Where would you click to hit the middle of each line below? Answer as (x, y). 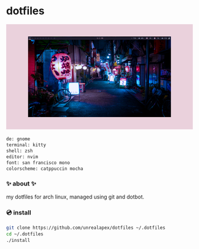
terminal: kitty (26, 145)
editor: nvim (22, 157)
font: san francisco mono (38, 163)
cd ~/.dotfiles (25, 234)
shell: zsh (20, 151)
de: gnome (18, 139)
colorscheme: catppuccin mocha (45, 169)
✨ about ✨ (21, 184)
